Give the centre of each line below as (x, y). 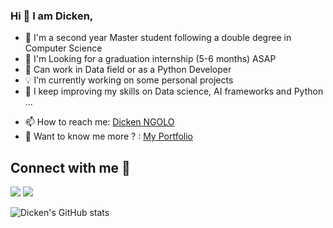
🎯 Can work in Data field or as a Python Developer (128, 70)
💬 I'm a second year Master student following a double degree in (158, 38)
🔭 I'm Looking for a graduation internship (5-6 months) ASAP (150, 59)
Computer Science (63, 48)
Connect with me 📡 (70, 167)
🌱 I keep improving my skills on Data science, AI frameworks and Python (174, 91)
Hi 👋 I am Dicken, (52, 16)
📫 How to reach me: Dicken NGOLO (99, 122)
